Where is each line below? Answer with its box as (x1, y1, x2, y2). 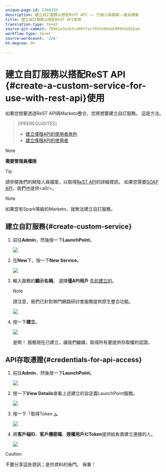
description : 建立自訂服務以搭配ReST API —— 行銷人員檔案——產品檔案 (5, 12, 139, 17)
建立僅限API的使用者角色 (25, 131, 77, 137)
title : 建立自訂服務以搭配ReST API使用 (5, 17, 81, 22)
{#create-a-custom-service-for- (5, 80, 147, 91)
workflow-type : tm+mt (5, 31, 51, 36)
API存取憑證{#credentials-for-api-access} (5, 355, 143, 364)
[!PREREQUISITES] (17, 120, 57, 127)
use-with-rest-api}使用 (5, 92, 105, 104)
